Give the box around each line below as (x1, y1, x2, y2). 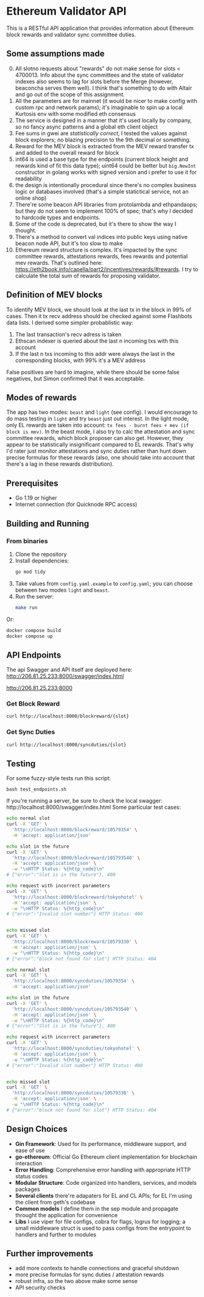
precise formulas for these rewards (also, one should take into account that (6, 454, 195, 461)
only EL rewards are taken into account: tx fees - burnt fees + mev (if (6, 422, 189, 429)
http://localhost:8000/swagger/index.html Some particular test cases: (6, 803, 181, 811)
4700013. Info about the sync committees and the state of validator (15, 71, 184, 79)
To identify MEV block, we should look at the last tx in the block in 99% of (6, 306, 192, 313)
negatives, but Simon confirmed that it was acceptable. (6, 375, 145, 382)
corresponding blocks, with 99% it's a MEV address (15, 357, 146, 364)
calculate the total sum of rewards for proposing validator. (15, 272, 161, 279)
